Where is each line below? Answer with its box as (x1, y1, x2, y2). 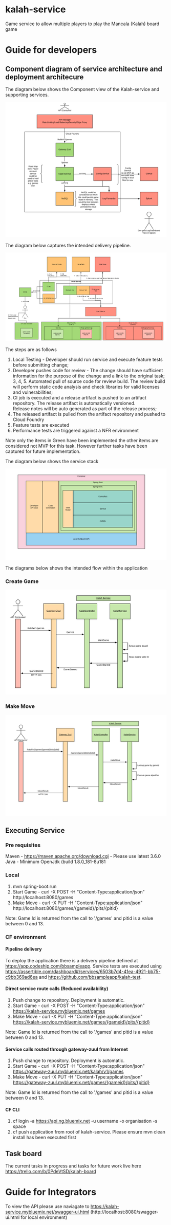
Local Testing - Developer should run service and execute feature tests (12, 356, 163, 363)
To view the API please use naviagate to (5, 1203, 90, 1210)
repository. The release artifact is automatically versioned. (12, 400, 136, 407)
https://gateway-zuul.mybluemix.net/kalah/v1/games (12, 1068, 124, 1075)
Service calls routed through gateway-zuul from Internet (5, 1046, 128, 1052)
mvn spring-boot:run (12, 883, 57, 889)
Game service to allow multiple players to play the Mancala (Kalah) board (5, 21, 160, 27)
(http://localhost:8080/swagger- (90, 1209, 159, 1215)
